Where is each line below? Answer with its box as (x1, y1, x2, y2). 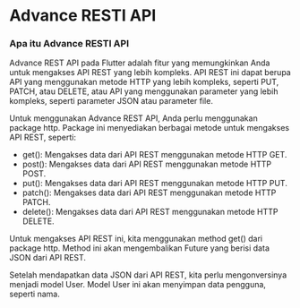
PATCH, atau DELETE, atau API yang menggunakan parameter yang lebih (9, 86, 279, 97)
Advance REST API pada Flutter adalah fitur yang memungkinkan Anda (9, 57, 270, 68)
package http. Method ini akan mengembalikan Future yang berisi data (9, 243, 270, 253)
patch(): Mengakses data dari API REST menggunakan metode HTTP (21, 187, 277, 198)
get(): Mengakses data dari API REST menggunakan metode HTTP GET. (21, 150, 287, 160)
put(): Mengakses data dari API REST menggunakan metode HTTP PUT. (21, 178, 288, 189)
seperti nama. (9, 288, 60, 300)
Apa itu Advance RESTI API (9, 38, 130, 50)
